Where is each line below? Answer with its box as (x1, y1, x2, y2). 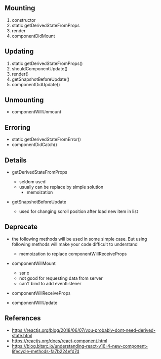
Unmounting (4, 96, 44, 104)
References (4, 314, 41, 322)
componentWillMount (11, 260, 56, 266)
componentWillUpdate (11, 300, 58, 306)
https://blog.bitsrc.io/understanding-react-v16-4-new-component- (11, 343, 148, 349)
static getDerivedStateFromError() (11, 136, 81, 143)
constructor (11, 17, 36, 23)
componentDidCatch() (11, 142, 57, 148)
